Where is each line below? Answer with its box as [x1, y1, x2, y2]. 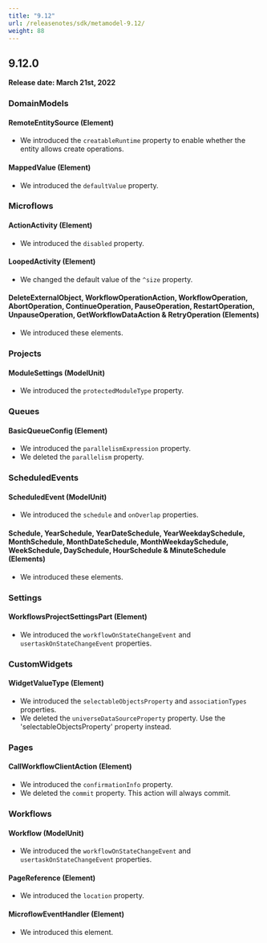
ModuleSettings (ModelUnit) [8, 367, 106, 378]
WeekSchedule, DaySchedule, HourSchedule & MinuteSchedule [8, 546, 226, 556]
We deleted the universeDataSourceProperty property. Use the [19, 713, 226, 723]
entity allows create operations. [19, 144, 124, 154]
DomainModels [8, 98, 69, 109]
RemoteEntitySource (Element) [8, 117, 114, 127]
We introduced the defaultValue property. [19, 180, 159, 190]
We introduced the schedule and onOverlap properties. [19, 510, 199, 519]
